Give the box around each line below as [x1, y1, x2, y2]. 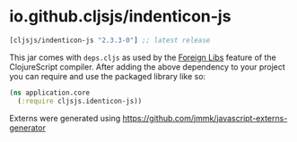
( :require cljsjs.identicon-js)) [17, 96, 143, 105]
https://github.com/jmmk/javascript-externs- [122, 113, 288, 123]
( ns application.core [9, 88, 91, 97]
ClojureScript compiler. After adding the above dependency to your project [9, 61, 285, 72]
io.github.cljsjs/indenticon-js [9, 6, 231, 27]
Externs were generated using [9, 113, 121, 123]
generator [9, 122, 47, 133]
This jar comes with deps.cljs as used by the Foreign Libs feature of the [9, 52, 276, 63]
